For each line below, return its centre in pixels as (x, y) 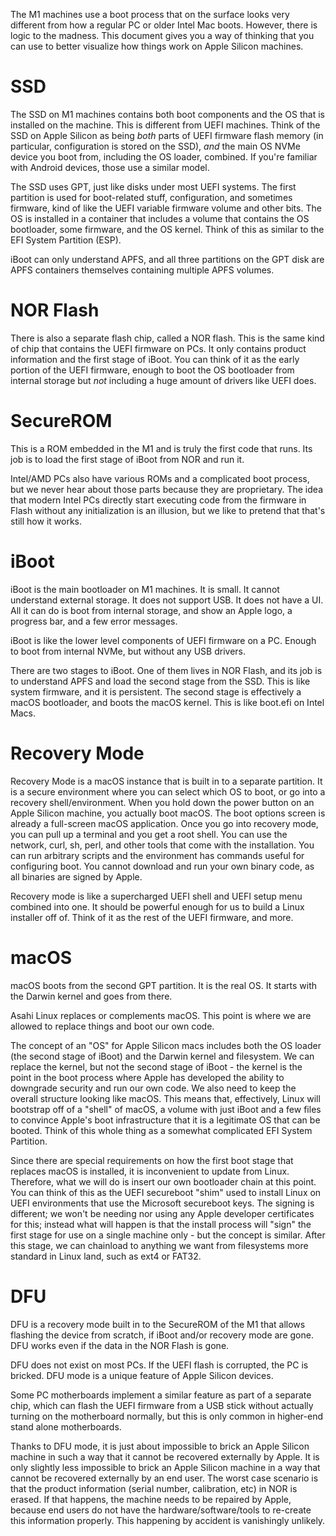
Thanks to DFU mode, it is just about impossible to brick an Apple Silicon (160, 1446)
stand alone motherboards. (66, 1426)
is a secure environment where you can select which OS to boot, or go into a (168, 791)
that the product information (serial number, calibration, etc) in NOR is (154, 1488)
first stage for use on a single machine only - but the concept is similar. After (168, 1235)
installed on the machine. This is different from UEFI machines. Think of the (165, 125)
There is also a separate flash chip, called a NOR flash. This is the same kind (167, 338)
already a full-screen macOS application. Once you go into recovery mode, (164, 823)
